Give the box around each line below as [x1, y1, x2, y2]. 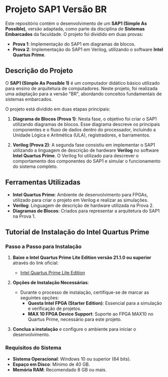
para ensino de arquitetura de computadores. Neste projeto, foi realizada [5, 85, 158, 91]
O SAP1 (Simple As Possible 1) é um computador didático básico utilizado [5, 80, 160, 86]
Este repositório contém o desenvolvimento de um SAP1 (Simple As [5, 20, 147, 26]
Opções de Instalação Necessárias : [12, 280, 89, 286]
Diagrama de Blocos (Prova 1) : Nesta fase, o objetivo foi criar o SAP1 [12, 116, 157, 122]
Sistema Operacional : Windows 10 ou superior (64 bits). [12, 356, 131, 362]
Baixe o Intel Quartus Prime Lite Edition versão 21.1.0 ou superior [12, 255, 151, 261]
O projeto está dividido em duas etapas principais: [5, 106, 111, 112]
